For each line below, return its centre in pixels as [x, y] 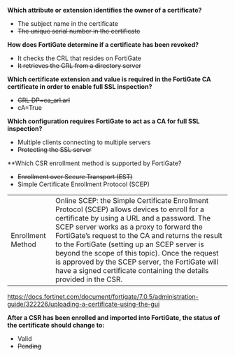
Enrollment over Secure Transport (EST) [75, 177]
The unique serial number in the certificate [79, 31]
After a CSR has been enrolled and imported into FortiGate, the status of [114, 317]
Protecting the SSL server [55, 149]
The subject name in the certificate [68, 23]
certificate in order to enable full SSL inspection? [80, 86]
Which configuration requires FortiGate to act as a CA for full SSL [104, 121]
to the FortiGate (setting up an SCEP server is [129, 244]
